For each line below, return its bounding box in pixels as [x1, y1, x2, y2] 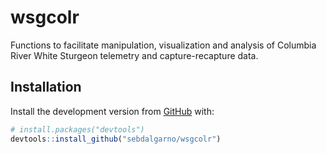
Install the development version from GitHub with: [10, 105, 215, 117]
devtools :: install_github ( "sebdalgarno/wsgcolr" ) [10, 134, 222, 144]
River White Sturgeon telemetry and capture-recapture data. [10, 49, 259, 61]
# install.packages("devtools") [10, 124, 145, 135]
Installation [10, 79, 82, 96]
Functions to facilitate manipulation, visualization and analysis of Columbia [10, 39, 317, 51]
